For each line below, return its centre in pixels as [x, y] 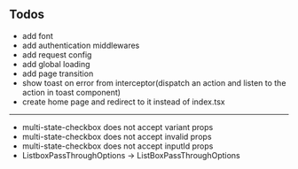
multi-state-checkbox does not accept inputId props [118, 146]
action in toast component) [71, 92]
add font [37, 35]
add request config [57, 54]
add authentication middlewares [81, 45]
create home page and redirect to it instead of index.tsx [123, 102]
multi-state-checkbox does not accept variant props [118, 127]
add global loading [56, 64]
